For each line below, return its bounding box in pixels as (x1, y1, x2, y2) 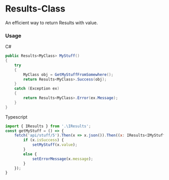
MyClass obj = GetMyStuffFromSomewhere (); (23, 72, 114, 77)
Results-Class (5, 3, 65, 15)
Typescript (5, 114, 28, 120)
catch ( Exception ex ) (14, 86, 59, 91)
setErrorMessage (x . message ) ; (32, 156, 94, 161)
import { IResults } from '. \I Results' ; (5, 124, 92, 129)
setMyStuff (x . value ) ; (32, 142, 78, 147)
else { (23, 151, 37, 156)
